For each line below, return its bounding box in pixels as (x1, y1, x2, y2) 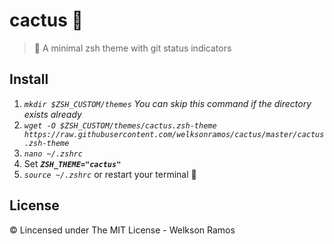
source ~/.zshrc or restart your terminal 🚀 (23, 168, 197, 180)
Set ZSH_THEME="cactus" (23, 157, 122, 169)
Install (9, 71, 49, 88)
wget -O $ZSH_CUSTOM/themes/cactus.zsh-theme (23, 120, 217, 131)
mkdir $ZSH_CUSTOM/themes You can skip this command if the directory (23, 97, 312, 109)
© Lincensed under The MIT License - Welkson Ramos (9, 224, 236, 236)
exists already (23, 108, 82, 120)
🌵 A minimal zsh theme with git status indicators (33, 42, 232, 54)
